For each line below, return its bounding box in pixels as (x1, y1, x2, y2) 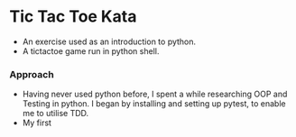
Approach (9, 68, 54, 80)
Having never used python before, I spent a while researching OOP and (22, 88, 288, 100)
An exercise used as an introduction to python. (22, 36, 197, 47)
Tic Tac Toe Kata (9, 6, 137, 27)
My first (22, 117, 52, 128)
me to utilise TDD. (22, 108, 89, 119)
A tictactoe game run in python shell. (22, 45, 160, 56)
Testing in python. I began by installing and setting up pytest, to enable (22, 98, 286, 109)
